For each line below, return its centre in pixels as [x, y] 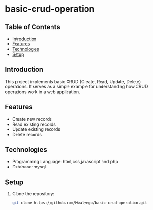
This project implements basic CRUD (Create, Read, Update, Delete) [73, 81]
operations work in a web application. [42, 92]
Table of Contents [33, 27]
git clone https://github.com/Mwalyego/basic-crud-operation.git [79, 203]
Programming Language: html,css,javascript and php [65, 162]
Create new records [32, 119]
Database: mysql [29, 167]
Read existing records [34, 124]
